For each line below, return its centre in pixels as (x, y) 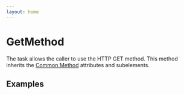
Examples (25, 84)
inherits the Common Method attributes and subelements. (78, 65)
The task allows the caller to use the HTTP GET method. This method (92, 59)
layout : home (23, 12)
